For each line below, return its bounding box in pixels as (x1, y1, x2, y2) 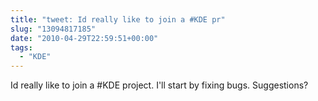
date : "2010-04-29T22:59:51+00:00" (10, 33, 159, 43)
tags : (10, 42, 33, 53)
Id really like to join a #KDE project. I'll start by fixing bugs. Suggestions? (10, 79, 309, 91)
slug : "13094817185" (10, 24, 97, 34)
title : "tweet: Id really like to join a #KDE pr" (10, 14, 226, 25)
